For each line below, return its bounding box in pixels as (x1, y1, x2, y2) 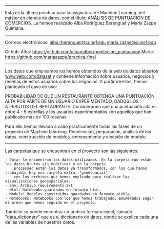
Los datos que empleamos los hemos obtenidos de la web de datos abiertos (5, 68, 159, 74)
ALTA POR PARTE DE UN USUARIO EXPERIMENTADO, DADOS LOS (5, 98, 139, 104)
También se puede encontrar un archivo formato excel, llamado (5, 209, 133, 214)
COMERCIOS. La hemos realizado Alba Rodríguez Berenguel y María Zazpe (5, 20, 157, 26)
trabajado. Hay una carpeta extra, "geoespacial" (5, 170, 108, 175)
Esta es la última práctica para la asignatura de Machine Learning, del (5, 10, 145, 15)
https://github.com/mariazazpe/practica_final (5, 54, 96, 60)
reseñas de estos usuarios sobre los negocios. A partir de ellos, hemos (5, 79, 148, 84)
